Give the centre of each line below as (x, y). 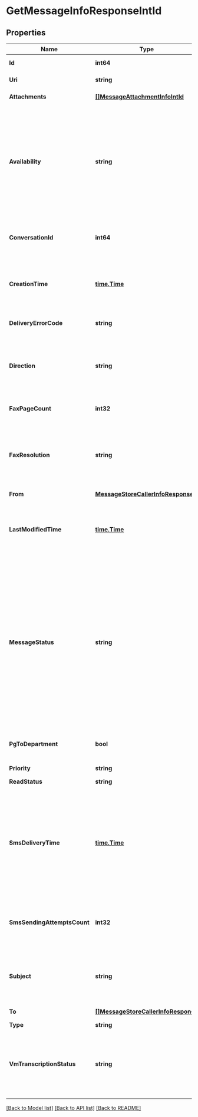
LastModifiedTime (35, 529)
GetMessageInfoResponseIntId (84, 11)
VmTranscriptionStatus (42, 1064)
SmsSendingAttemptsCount (49, 922)
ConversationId (31, 237)
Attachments (28, 97)
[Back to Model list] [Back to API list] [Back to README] (74, 1108)
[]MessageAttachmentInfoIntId (140, 97)
